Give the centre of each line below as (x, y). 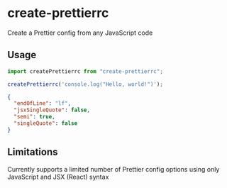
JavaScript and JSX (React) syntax (58, 177)
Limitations (33, 152)
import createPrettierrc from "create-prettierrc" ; (85, 71)
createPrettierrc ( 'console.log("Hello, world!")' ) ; (85, 84)
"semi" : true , (34, 117)
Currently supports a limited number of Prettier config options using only (113, 169)
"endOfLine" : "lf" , (43, 104)
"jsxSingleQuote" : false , (52, 110)
